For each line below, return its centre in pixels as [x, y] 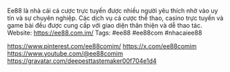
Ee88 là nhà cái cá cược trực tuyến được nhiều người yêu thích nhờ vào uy [113, 11]
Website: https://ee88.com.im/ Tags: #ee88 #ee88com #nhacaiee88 [105, 33]
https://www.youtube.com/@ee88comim [65, 53]
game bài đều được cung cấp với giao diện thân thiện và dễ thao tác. [105, 25]
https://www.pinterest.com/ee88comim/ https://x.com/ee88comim [102, 46]
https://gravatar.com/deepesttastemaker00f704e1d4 [82, 61]
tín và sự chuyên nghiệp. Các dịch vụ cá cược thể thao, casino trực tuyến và [115, 18]
